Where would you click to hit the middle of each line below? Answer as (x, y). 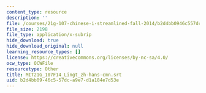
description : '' (27, 18)
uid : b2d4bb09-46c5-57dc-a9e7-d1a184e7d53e (63, 80)
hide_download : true (33, 40)
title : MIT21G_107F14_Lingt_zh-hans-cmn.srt (64, 75)
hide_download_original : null (45, 46)
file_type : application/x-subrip (49, 35)
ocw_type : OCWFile (30, 63)
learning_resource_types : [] (44, 52)
